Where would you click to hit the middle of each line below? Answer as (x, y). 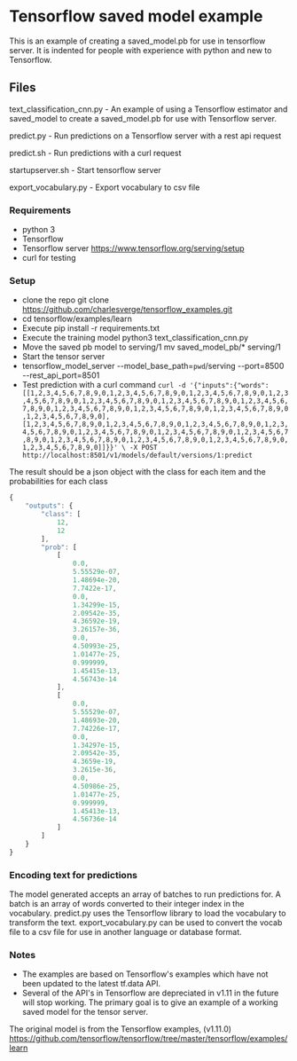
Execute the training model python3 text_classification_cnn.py (135, 338)
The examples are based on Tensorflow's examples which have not (145, 974)
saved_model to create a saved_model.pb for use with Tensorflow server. (143, 118)
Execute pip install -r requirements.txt (91, 328)
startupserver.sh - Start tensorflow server (85, 169)
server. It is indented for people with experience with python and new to (141, 50)
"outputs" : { (49, 506)
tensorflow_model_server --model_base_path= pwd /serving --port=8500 (153, 366)
